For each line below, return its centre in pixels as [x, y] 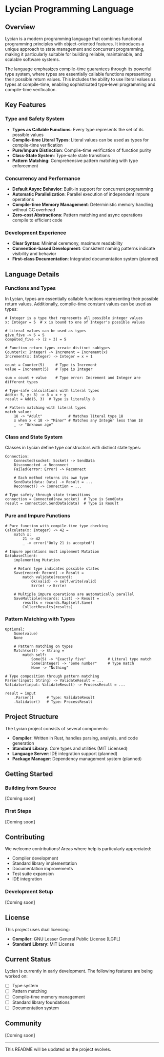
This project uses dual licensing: [38, 929]
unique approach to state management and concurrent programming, [75, 49]
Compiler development [35, 858]
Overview [20, 27]
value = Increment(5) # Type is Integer [49, 369]
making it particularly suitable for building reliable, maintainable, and [74, 54]
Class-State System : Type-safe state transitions [61, 155]
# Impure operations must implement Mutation [52, 551]
